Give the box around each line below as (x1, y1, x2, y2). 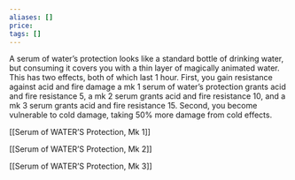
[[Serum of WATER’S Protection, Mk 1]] (9, 127, 151, 138)
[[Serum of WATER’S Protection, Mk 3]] (9, 161, 152, 172)
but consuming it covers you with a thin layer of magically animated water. (9, 63, 281, 73)
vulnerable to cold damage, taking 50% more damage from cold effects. (9, 109, 273, 120)
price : (9, 21, 34, 30)
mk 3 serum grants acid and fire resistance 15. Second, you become (9, 101, 258, 111)
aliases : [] (9, 12, 53, 22)
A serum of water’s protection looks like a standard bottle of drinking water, (9, 54, 284, 64)
